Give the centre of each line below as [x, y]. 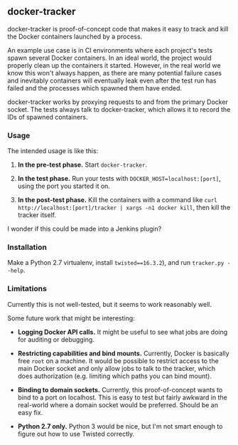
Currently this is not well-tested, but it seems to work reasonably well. [109, 304]
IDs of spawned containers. [48, 117]
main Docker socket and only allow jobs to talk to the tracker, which [117, 368]
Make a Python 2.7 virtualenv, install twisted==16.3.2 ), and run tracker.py [116, 263]
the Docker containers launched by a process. [75, 36]
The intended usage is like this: [53, 151]
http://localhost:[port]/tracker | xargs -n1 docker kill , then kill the [124, 208]
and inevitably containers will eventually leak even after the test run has [112, 80]
